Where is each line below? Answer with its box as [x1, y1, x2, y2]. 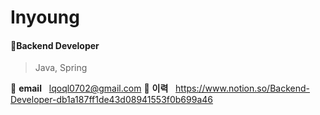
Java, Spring [34, 62, 88, 74]
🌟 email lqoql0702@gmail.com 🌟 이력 [10, 82, 169, 95]
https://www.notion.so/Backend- [175, 82, 310, 95]
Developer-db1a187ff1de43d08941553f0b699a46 [10, 94, 214, 106]
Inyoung [10, 6, 80, 29]
